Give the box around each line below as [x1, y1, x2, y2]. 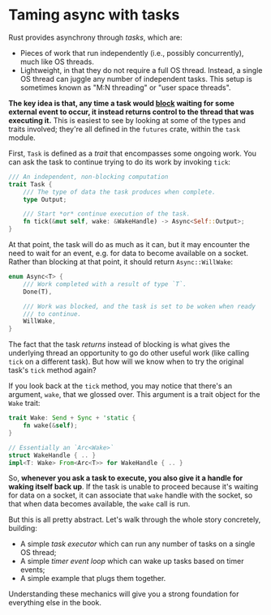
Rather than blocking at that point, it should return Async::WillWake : [8, 257, 234, 267]
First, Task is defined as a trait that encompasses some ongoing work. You [8, 148, 257, 158]
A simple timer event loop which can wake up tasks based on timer [19, 557, 244, 566]
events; [19, 565, 45, 574]
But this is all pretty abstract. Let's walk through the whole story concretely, [8, 515, 261, 524]
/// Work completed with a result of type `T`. [23, 280, 187, 288]
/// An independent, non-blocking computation [8, 173, 169, 181]
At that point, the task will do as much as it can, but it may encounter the [8, 240, 250, 250]
